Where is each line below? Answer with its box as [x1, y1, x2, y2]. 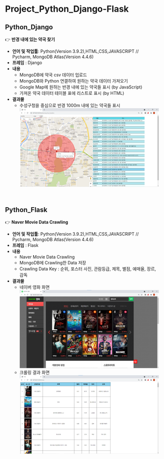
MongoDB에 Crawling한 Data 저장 [19, 260, 86, 265]
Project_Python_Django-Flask [5, 3, 129, 15]
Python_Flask [5, 206, 48, 214]
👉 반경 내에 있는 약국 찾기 [5, 37, 55, 42]
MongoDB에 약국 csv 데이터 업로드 [19, 72, 87, 78]
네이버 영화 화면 [19, 284, 50, 290]
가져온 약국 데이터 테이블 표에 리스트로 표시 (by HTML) [19, 90, 124, 96]
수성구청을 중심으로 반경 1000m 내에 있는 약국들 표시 [19, 103, 121, 108]
